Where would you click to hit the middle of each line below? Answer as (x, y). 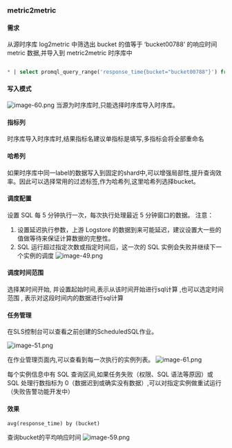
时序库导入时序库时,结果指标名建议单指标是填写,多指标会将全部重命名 (106, 139)
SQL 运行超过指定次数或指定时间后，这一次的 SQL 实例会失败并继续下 (116, 246)
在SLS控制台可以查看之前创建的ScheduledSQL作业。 (82, 332)
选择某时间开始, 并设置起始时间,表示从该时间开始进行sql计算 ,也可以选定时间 (116, 289)
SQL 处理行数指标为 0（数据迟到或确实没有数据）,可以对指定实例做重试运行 (115, 383)
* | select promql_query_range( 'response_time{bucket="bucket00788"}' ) (112, 72)
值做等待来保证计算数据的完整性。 (66, 238)
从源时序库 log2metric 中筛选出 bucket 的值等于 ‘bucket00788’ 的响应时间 (112, 44)
